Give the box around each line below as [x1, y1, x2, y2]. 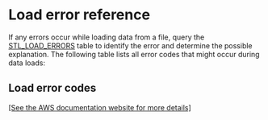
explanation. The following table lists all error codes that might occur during [8, 49, 260, 59]
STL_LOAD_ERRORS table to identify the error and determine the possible [8, 40, 253, 50]
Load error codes [8, 81, 97, 95]
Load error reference [8, 6, 151, 24]
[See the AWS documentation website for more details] [8, 102, 191, 112]
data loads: [8, 58, 46, 68]
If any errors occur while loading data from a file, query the [8, 32, 205, 42]
